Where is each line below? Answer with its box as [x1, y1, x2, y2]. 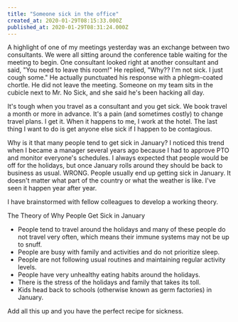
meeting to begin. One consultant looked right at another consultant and [7, 58, 219, 67]
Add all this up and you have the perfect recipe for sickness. [7, 307, 184, 316]
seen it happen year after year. [7, 184, 97, 193]
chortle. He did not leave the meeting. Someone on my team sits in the [7, 81, 213, 90]
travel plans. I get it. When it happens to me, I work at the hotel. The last [7, 117, 218, 126]
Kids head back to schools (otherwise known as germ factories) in [17, 286, 212, 294]
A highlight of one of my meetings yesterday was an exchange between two [7, 43, 230, 52]
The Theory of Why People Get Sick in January [7, 211, 146, 220]
